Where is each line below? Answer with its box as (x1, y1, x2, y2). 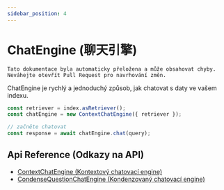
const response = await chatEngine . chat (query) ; (7, 130, 151, 137)
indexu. (7, 91, 29, 99)
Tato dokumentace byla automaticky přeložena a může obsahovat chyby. (7, 65, 216, 73)
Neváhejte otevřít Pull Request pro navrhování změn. (7, 71, 167, 78)
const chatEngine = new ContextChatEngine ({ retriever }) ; (7, 111, 182, 118)
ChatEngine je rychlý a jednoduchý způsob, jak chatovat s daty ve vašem (7, 84, 217, 92)
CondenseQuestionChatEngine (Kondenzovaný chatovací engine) (17, 175, 205, 183)
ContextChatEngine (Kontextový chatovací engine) (17, 167, 163, 175)
